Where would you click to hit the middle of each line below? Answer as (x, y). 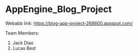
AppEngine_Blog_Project (59, 9)
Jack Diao (23, 43)
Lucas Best (24, 48)
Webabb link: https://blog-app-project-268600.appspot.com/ (69, 23)
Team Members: (22, 33)
